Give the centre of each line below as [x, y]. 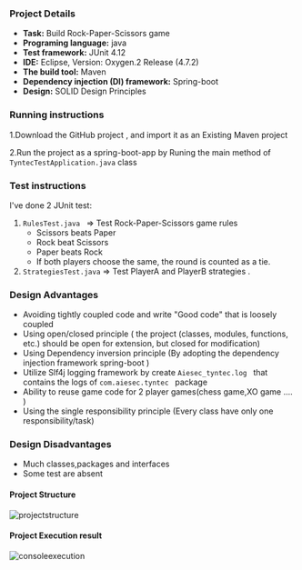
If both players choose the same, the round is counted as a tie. [153, 261]
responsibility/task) [58, 421]
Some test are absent [62, 474]
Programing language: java [75, 43]
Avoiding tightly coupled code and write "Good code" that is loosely [150, 315]
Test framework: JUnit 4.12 [74, 53]
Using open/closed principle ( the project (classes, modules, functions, [155, 334]
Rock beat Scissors [72, 242]
